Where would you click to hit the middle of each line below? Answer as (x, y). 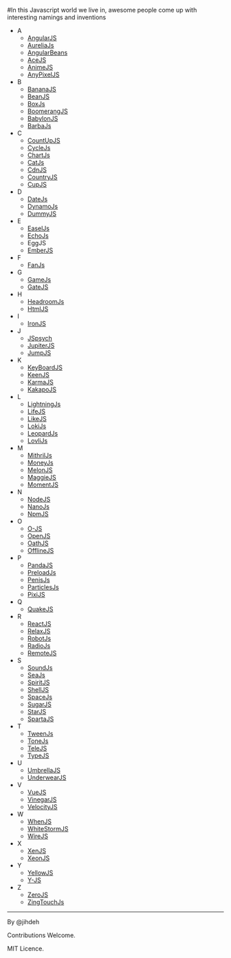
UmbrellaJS (44, 770)
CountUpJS (44, 140)
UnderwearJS (47, 777)
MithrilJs (40, 455)
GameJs (39, 279)
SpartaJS (41, 719)
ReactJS (39, 624)
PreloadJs (42, 572)
